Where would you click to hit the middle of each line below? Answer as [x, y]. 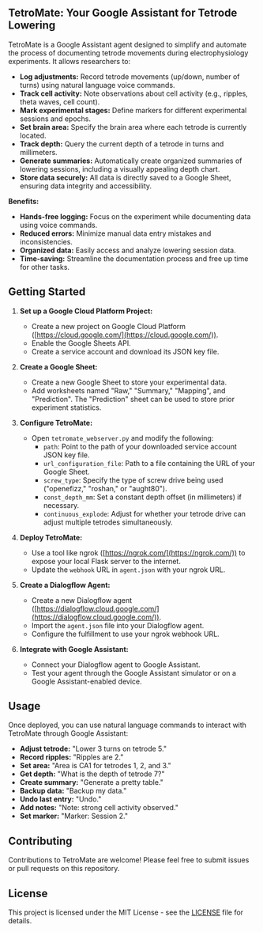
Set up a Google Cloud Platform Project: [86, 311]
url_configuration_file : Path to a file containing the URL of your [149, 463]
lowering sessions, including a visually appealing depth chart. [120, 169]
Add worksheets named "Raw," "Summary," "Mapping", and [128, 390]
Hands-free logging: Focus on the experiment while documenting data [135, 216]
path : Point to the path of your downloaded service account [140, 446]
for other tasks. [44, 267]
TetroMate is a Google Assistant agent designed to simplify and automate [128, 44]
